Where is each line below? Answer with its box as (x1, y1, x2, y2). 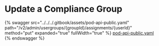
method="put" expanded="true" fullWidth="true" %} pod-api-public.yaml (4, 30, 154, 36)
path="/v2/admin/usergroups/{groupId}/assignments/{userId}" (4, 24, 132, 30)
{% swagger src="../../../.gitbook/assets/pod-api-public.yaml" (4, 20, 129, 25)
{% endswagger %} (4, 35, 45, 41)
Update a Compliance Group (4, 3, 123, 15)
